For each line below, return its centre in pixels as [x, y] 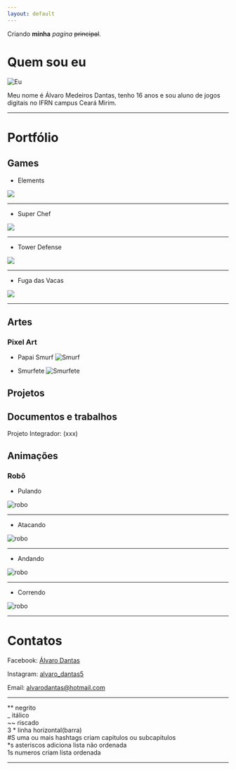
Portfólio [33, 137]
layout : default [31, 14]
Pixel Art [22, 342]
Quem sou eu [47, 62]
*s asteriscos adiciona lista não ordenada [67, 745]
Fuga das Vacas [41, 280]
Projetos [26, 393]
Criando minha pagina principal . [54, 34]
